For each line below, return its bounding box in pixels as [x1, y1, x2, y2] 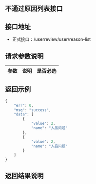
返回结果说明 [5, 172, 44, 180]
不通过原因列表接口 [5, 4, 63, 13]
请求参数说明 [5, 52, 44, 60]
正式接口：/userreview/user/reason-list [12, 36, 91, 42]
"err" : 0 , [14, 103, 34, 108]
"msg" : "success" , [14, 107, 51, 113]
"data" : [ [14, 112, 34, 117]
